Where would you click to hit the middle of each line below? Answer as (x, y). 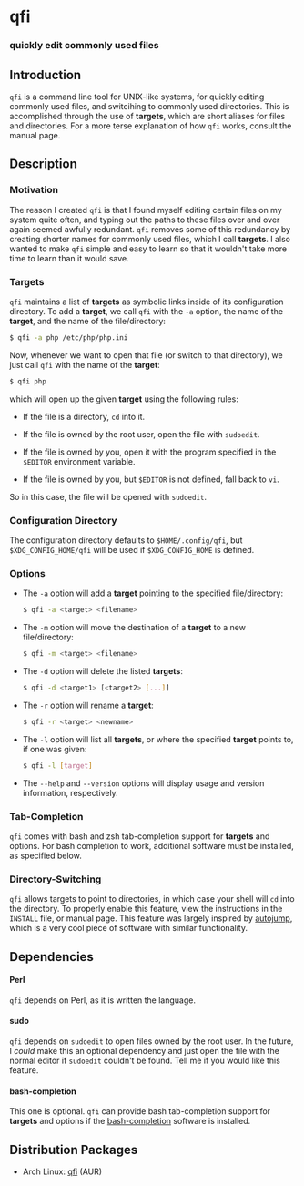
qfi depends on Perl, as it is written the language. (102, 1000)
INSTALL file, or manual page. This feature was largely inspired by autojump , (151, 918)
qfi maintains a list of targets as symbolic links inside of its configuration (147, 302)
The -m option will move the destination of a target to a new (134, 628)
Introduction (46, 75)
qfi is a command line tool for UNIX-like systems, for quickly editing (137, 97)
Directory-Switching (56, 879)
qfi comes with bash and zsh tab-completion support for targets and (140, 836)
